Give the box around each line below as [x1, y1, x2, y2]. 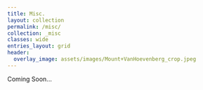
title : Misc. [7, 10, 46, 17]
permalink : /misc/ [7, 23, 61, 30]
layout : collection [7, 17, 65, 24]
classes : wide [7, 36, 49, 43]
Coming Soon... [7, 75, 53, 83]
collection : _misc [7, 29, 61, 37]
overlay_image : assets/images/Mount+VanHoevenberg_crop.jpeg [13, 56, 197, 63]
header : [7, 50, 30, 57]
